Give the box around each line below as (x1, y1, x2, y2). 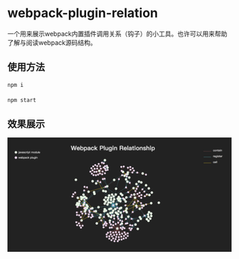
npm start (7, 96, 37, 104)
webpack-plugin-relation (7, 5, 159, 21)
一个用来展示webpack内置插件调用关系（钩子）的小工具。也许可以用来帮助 (7, 29, 228, 38)
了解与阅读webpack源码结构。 (7, 38, 97, 47)
